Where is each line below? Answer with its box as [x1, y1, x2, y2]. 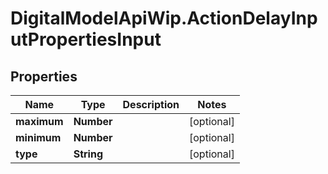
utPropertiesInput [10, 28, 162, 51]
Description [122, 98, 180, 111]
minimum [15, 131, 62, 144]
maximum [15, 115, 64, 128]
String [73, 147, 103, 161]
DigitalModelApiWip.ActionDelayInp [10, 7, 318, 30]
